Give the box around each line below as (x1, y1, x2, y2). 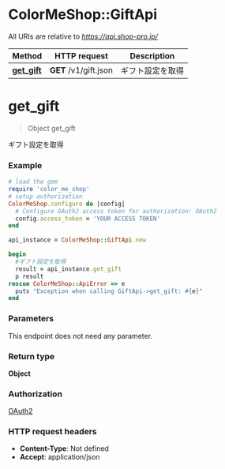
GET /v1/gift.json (50, 65, 113, 76)
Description (129, 50, 175, 61)
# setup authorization (8, 192, 83, 201)
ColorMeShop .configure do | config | (8, 200, 126, 208)
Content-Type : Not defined (19, 444, 109, 453)
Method (12, 50, 43, 61)
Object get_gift (27, 123, 77, 133)
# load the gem (8, 178, 58, 186)
